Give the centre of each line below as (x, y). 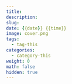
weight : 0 (18, 61)
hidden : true (22, 72)
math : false (20, 67)
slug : (13, 22)
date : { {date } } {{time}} (36, 28)
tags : (13, 39)
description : (22, 17)
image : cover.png (27, 34)
